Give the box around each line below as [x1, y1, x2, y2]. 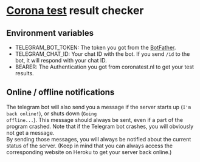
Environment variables [6, 28, 94, 38]
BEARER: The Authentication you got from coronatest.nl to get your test [15, 63, 195, 70]
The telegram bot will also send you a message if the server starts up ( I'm [6, 103, 191, 110]
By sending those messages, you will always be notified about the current [6, 135, 191, 143]
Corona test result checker [6, 4, 144, 18]
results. [15, 70, 35, 76]
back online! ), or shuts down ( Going [6, 110, 97, 117]
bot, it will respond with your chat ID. [15, 57, 108, 64]
